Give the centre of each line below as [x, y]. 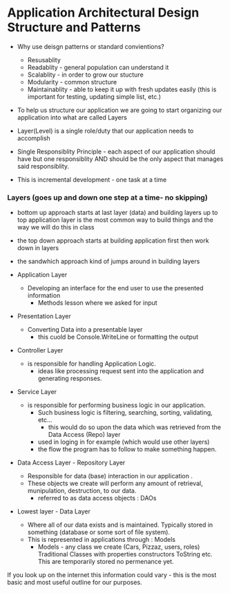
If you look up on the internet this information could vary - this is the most [112, 575]
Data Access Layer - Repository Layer [71, 463]
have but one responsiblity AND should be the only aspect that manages [120, 159]
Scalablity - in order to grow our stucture [85, 75]
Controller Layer [40, 350]
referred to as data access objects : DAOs [97, 498]
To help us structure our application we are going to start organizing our [119, 110]
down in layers [38, 248]
